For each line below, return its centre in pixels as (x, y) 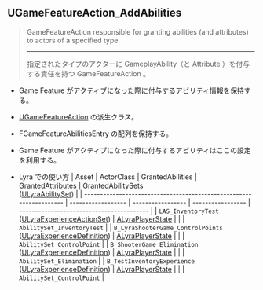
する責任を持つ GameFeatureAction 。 (88, 73)
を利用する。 (39, 160)
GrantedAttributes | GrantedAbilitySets (81, 185)
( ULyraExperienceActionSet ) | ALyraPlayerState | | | (102, 218)
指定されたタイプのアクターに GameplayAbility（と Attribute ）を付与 (138, 64)
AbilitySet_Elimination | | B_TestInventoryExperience (107, 261)
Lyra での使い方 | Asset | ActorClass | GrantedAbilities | (108, 177)
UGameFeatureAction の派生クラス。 (79, 116)
